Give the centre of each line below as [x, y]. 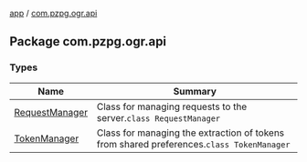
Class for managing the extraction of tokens [191, 133]
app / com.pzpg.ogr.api [53, 13]
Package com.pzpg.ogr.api [88, 41]
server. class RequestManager [159, 117]
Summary [195, 91]
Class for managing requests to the [172, 106]
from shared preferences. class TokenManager [193, 144]
